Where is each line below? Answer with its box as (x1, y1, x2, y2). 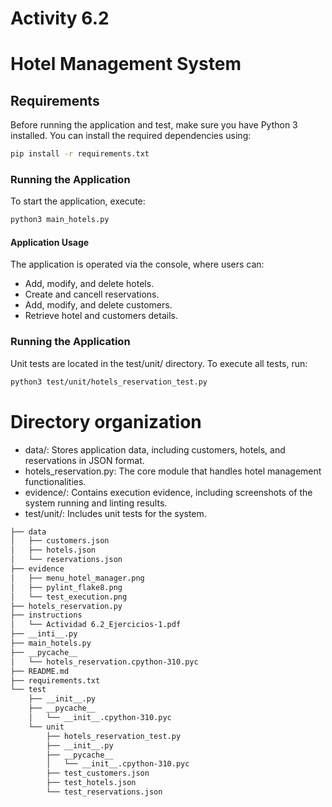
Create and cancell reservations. (24, 288, 160, 301)
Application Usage (10, 236, 90, 248)
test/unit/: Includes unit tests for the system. (24, 507, 207, 519)
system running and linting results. (24, 497, 168, 509)
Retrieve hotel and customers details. (24, 310, 178, 322)
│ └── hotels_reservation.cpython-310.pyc (10, 657, 199, 667)
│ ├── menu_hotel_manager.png (10, 573, 145, 583)
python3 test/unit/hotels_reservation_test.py (10, 377, 208, 387)
